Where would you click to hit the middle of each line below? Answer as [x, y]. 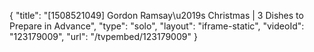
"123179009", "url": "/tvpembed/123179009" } [103, 36]
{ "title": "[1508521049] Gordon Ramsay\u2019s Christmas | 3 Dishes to [156, 15]
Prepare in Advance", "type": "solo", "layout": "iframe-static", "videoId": [157, 26]
